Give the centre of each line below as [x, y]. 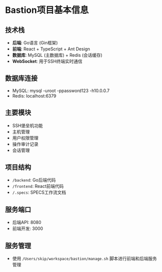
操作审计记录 [25, 144]
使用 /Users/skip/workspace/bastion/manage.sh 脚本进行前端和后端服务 [84, 259]
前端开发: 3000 [28, 228]
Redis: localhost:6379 [34, 96]
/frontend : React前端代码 [38, 186]
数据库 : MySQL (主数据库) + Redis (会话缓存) [57, 55]
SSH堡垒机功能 [28, 125]
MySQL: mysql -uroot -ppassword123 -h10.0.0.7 [61, 91]
